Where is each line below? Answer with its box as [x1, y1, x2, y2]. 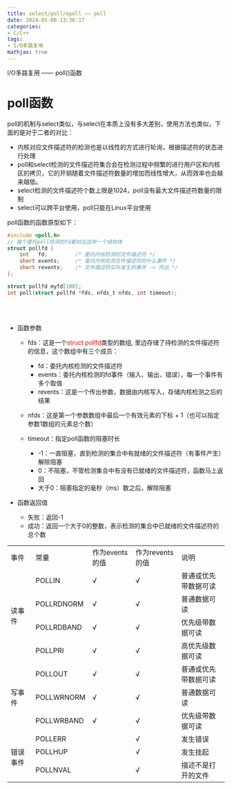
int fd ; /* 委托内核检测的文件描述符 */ [19, 251, 156, 258]
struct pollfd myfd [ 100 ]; [7, 283, 81, 290]
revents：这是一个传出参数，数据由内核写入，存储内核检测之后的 [37, 387, 223, 396]
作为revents [135, 547, 174, 557]
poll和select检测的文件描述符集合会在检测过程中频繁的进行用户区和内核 [17, 160, 221, 168]
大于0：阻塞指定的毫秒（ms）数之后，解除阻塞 [37, 484, 171, 492]
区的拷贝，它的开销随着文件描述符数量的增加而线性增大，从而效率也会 [17, 169, 217, 177]
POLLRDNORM [35, 599, 84, 609]
